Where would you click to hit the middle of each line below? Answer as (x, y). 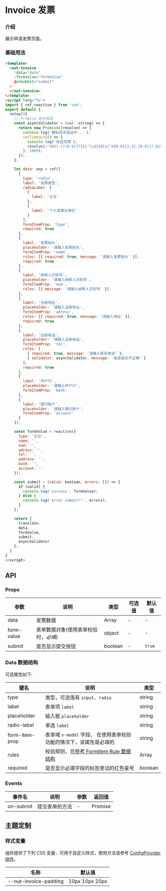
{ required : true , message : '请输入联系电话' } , (76, 354)
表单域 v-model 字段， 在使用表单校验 (88, 734)
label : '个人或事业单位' (54, 210)
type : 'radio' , (39, 178)
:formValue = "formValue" (39, 77)
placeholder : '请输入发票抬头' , (54, 247)
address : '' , (32, 459)
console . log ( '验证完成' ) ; (52, 142)
